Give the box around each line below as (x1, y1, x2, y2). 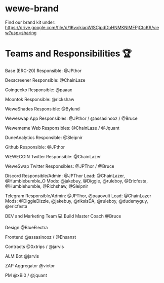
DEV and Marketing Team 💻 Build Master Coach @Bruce (5, 213, 122, 219)
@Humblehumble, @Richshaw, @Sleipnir (5, 183, 88, 189)
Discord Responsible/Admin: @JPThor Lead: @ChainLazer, (5, 173, 125, 178)
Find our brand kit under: (5, 19, 56, 25)
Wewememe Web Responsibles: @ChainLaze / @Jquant (5, 125, 120, 131)
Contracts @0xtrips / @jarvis (5, 244, 64, 249)
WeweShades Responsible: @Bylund (5, 106, 80, 111)
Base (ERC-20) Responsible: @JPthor (5, 68, 82, 73)
